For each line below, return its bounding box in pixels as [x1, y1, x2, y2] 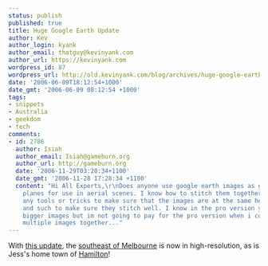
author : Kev [8, 33, 48, 42]
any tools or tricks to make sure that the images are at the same [22, 197, 251, 205]
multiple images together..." [22, 219, 124, 227]
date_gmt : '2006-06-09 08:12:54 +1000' [8, 85, 141, 94]
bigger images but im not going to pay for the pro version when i [22, 212, 251, 220]
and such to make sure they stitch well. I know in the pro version [22, 204, 255, 212]
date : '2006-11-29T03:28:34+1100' [15, 167, 130, 175]
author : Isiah [15, 145, 62, 153]
